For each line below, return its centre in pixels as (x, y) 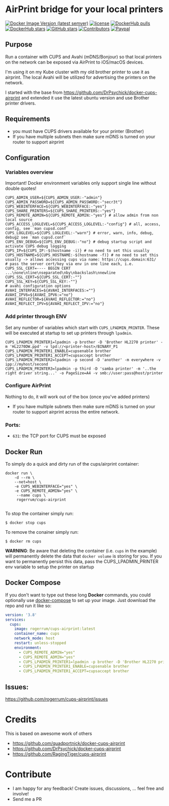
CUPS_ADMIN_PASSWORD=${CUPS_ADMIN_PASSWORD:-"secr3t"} (64, 202)
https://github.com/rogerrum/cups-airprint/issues (57, 699)
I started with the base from (34, 92)
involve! (21, 793)
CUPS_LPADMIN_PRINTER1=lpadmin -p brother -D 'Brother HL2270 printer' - (84, 342)
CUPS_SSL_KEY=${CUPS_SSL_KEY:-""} (41, 282)
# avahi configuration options (38, 286)
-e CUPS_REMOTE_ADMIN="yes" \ (46, 491)
